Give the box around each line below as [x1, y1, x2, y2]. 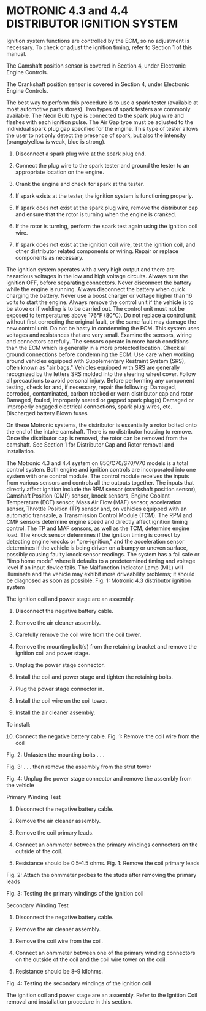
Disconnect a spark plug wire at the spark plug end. [15, 150, 147, 157]
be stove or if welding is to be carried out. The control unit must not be [6, 305, 185, 312]
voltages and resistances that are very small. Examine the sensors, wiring [6, 331, 192, 338]
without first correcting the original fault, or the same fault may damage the [6, 318, 196, 326]
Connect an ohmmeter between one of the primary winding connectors [15, 949, 196, 956]
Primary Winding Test [6, 793, 61, 800]
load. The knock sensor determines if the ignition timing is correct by [6, 531, 181, 538]
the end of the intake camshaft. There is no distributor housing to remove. [6, 427, 193, 435]
